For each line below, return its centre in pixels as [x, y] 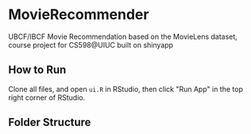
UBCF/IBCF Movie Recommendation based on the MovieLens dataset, [123, 36]
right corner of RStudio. [47, 98]
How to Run [37, 70]
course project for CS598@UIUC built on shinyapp [91, 44]
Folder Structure [50, 123]
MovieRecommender [79, 15]
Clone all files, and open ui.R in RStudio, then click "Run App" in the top [126, 89]
